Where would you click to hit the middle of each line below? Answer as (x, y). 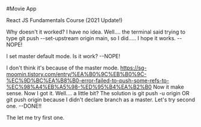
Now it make (169, 87)
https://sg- (133, 68)
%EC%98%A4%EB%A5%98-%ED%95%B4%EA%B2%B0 (79, 87)
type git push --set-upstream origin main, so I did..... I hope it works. (91, 38)
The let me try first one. (36, 117)
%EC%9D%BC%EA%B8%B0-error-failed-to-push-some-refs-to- (88, 81)
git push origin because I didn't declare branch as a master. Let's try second (101, 99)
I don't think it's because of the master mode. (63, 68)
